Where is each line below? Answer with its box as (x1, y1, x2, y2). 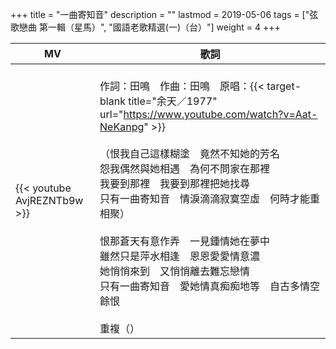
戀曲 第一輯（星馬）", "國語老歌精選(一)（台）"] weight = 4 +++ (18, 21, 281, 33)
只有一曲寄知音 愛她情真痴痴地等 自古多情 (99, 279, 311, 293)
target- (266, 79, 302, 93)
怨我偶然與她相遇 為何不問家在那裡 (99, 162, 271, 175)
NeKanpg (99, 120, 145, 133)
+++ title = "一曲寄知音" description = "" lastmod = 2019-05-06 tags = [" (10, 9, 310, 20)
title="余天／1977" (128, 94, 218, 108)
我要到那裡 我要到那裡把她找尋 (99, 177, 251, 190)
